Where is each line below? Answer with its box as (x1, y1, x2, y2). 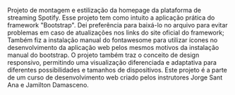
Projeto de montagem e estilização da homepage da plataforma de (7, 6, 201, 14)
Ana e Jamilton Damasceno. (7, 81, 90, 89)
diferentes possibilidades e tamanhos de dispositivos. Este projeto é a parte (7, 66, 228, 74)
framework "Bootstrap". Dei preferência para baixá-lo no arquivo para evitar (7, 21, 228, 29)
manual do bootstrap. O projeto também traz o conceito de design (7, 51, 200, 59)
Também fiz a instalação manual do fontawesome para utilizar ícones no (7, 36, 218, 44)
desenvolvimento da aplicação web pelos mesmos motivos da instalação (7, 44, 219, 51)
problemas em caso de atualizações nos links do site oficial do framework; (7, 28, 224, 37)
